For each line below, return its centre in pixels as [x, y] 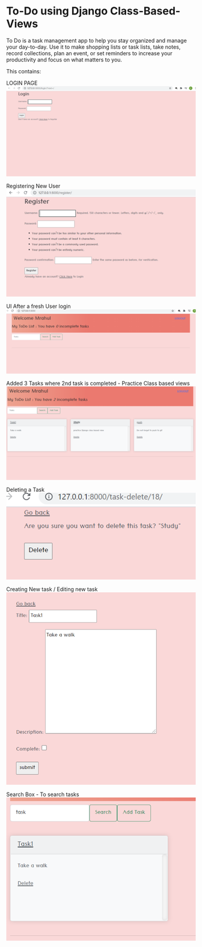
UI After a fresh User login [38, 306]
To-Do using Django [57, 11]
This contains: [24, 71]
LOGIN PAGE [22, 83]
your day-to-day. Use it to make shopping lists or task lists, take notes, [93, 47]
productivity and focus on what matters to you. [64, 60]
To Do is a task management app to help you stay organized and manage [97, 40]
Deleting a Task [26, 489]
